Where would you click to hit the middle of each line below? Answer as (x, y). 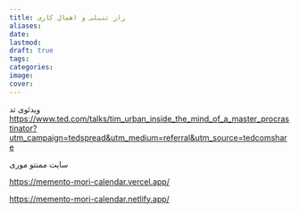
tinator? (23, 128)
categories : (31, 68)
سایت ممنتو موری (39, 164)
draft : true (31, 51)
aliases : (25, 26)
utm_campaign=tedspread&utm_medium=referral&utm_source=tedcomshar (148, 137)
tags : (19, 59)
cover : (21, 84)
